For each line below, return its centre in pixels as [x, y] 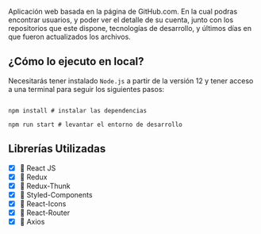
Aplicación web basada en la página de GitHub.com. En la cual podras [123, 12]
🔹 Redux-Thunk [45, 186]
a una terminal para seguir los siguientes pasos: [86, 89]
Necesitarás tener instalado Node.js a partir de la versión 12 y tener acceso [131, 81]
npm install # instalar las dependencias [78, 110]
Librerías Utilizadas [57, 149]
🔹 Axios [32, 222]
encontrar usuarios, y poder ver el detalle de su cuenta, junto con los [121, 20]
